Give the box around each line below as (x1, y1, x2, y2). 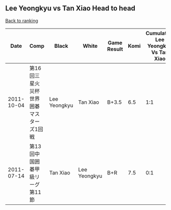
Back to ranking (5, 17, 38, 23)
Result (107, 45, 123, 52)
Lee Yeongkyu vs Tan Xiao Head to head (5, 4, 136, 13)
